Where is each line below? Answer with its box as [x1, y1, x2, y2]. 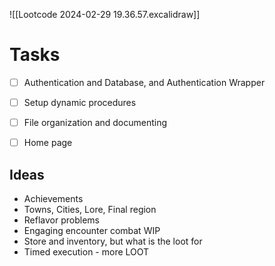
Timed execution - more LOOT [23, 246, 150, 258]
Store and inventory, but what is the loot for [23, 235, 203, 247]
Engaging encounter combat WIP [23, 225, 161, 236]
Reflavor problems [23, 214, 100, 226]
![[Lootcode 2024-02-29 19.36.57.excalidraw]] [9, 9, 201, 20]
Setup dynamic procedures [23, 97, 137, 108]
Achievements [23, 193, 84, 204]
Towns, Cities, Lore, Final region [23, 204, 157, 215]
